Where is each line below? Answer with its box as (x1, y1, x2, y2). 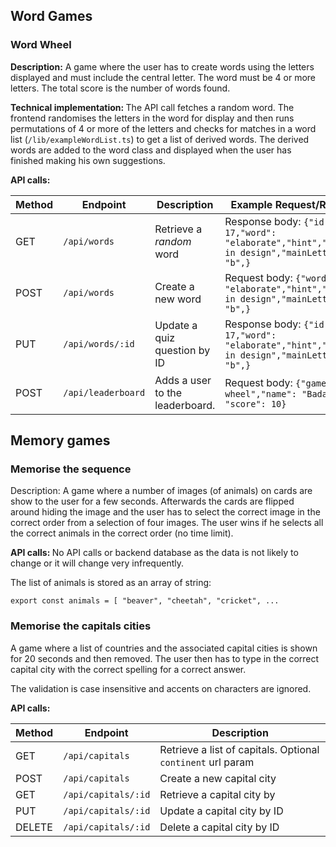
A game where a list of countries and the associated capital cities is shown (10, 642, 318, 654)
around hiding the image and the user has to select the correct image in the (10, 506, 321, 518)
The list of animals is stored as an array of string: (10, 577, 212, 589)
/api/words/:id (63, 338, 135, 349)
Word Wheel (10, 38, 72, 52)
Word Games (10, 8, 93, 25)
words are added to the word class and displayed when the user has (10, 144, 292, 156)
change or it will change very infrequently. (10, 557, 184, 569)
